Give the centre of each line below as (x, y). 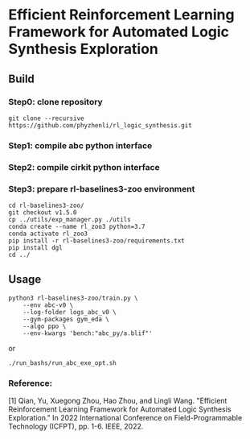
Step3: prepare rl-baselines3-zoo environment (102, 188)
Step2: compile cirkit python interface (84, 167)
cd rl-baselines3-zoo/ (46, 206)
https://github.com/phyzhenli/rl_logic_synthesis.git (100, 125)
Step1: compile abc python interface (80, 145)
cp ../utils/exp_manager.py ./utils (70, 220)
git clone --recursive (46, 118)
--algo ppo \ (45, 326)
